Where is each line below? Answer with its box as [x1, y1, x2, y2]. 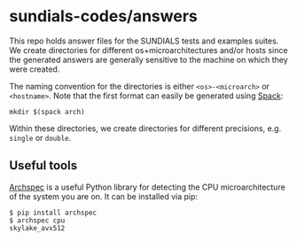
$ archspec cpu [9, 215, 66, 225]
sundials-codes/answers [9, 6, 198, 27]
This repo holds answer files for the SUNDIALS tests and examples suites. [9, 35, 279, 46]
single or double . [9, 132, 72, 143]
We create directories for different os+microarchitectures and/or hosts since [9, 44, 288, 55]
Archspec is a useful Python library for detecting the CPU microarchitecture [9, 182, 285, 192]
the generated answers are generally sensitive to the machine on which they [9, 54, 288, 65]
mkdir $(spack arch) [9, 107, 86, 116]
